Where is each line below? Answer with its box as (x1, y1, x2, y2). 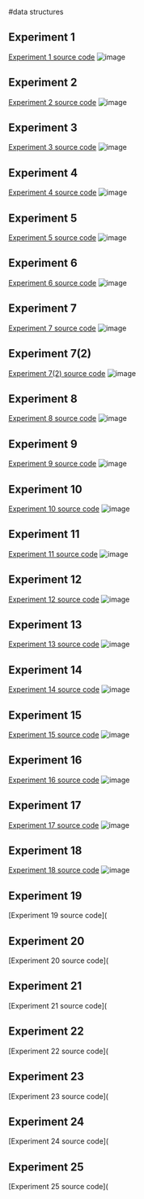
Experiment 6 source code (8, 278, 97, 287)
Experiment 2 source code (8, 97, 97, 107)
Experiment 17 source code (8, 820, 100, 829)
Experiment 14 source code (8, 685, 100, 694)
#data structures (8, 7, 64, 16)
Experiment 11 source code (8, 549, 99, 558)
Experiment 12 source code (8, 594, 100, 604)
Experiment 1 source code (8, 52, 95, 62)
